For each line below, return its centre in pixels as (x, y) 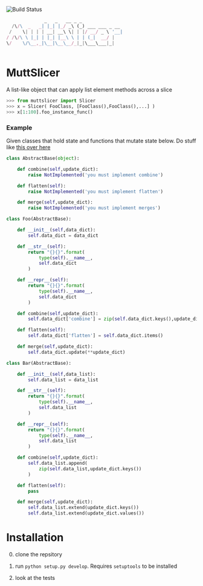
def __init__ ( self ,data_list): (56, 374)
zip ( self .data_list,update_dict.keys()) (90, 469)
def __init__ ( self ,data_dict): (56, 230)
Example (19, 127)
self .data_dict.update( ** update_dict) (77, 352)
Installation (35, 538)
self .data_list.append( (58, 464)
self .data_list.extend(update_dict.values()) (86, 513)
